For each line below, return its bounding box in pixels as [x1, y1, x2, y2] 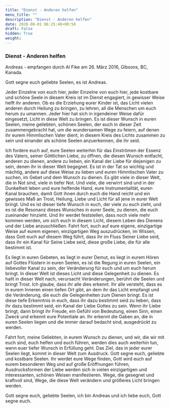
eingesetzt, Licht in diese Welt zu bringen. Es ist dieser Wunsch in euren [5, 116, 156, 122]
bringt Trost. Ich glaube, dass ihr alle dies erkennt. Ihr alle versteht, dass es [5, 281, 162, 287]
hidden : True [5, 31, 33, 36]
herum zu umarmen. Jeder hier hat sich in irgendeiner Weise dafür [5, 111, 145, 117]
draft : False [5, 26, 33, 31]
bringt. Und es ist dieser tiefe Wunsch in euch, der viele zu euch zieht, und [5, 201, 161, 208]
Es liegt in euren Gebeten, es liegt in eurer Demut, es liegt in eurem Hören [5, 254, 159, 260]
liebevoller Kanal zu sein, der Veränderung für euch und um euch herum [5, 265, 156, 271]
